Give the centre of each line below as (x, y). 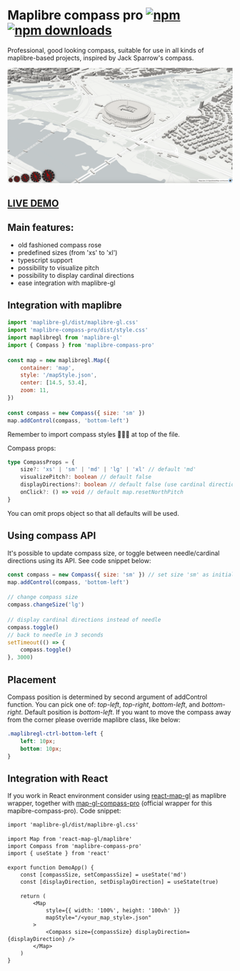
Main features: (41, 228)
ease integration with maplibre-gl (66, 283)
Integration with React (58, 778)
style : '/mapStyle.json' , (59, 375)
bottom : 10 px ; (41, 749)
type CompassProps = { (41, 462)
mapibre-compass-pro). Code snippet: (64, 811)
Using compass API (52, 536)
